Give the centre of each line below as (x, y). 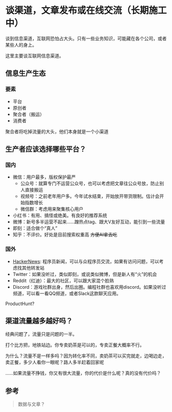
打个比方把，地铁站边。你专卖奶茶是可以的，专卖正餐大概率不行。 (75, 345)
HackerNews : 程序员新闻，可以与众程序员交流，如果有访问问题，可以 (86, 261)
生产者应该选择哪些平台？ (46, 149)
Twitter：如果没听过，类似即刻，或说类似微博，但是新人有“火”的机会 (85, 274)
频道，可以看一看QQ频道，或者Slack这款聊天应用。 (67, 293)
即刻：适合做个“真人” (35, 228)
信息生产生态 (26, 73)
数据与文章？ (31, 404)
